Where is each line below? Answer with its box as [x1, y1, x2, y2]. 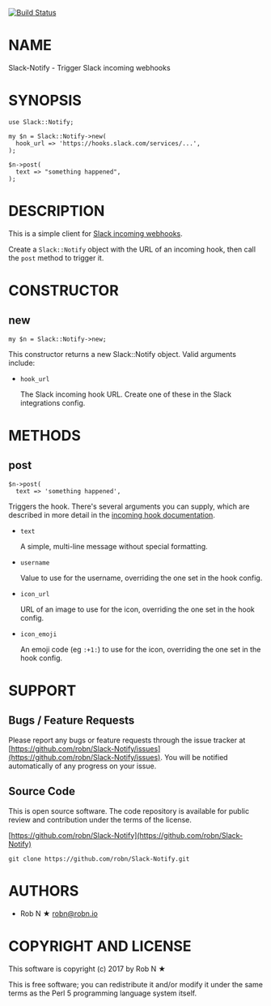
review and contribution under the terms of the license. [8, 815, 193, 824]
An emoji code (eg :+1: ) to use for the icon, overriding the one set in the [19, 644, 261, 654]
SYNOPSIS [8, 92, 83, 110]
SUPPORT [8, 681, 77, 699]
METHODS [8, 427, 81, 445]
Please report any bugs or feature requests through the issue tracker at [8, 735, 246, 745]
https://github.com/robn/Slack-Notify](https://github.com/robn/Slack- [11, 830, 243, 840]
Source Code [8, 785, 75, 798]
